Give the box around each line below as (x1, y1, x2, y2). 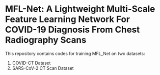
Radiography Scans (5, 35, 87, 46)
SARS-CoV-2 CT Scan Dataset (12, 65, 74, 71)
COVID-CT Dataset (12, 60, 51, 66)
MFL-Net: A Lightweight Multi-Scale (5, 3, 156, 15)
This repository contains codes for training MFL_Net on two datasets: (5, 50, 145, 56)
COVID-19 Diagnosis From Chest (5, 24, 140, 35)
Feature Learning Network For (5, 14, 130, 25)
